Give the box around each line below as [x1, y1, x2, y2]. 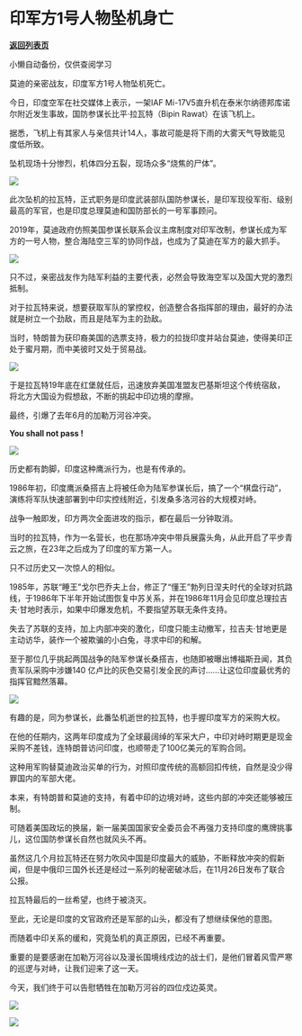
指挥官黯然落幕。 [9, 676, 73, 687]
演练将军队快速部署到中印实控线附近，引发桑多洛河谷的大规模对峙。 [9, 493, 262, 504]
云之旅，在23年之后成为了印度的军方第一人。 [9, 543, 177, 554]
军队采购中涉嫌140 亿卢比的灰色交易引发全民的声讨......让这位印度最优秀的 [16, 664, 290, 675]
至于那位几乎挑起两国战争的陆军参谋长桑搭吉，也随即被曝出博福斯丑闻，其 [9, 653, 285, 664]
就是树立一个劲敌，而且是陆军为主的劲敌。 [9, 312, 167, 324]
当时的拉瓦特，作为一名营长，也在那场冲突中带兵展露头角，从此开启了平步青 [9, 532, 293, 543]
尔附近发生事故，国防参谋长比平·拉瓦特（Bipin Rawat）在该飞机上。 [9, 108, 261, 119]
